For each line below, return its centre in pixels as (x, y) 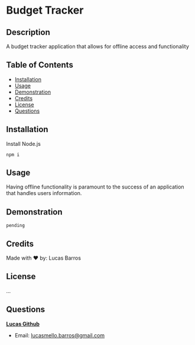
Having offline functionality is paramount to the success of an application (95, 187)
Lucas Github (23, 324)
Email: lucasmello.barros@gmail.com (60, 335)
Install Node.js (24, 143)
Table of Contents (40, 65)
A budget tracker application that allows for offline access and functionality (97, 46)
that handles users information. (44, 193)
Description (28, 32)
